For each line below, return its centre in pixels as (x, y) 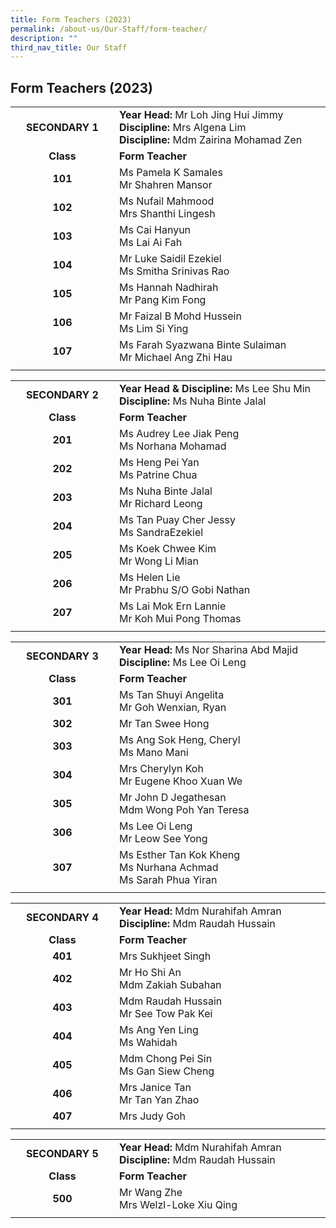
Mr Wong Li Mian (159, 561)
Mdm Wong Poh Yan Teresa (184, 810)
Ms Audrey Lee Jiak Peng (179, 434)
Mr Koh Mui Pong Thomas (180, 619)
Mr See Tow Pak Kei (166, 1014)
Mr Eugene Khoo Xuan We (181, 781)
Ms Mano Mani (154, 753)
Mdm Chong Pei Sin (166, 1059)
